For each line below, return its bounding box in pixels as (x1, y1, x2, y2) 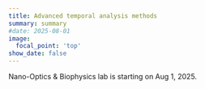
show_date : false (8, 49, 67, 57)
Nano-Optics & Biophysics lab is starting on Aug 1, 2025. (8, 72, 197, 81)
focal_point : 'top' (15, 42, 82, 50)
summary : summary (8, 19, 67, 28)
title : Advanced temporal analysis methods (8, 11, 158, 20)
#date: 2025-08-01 (8, 27, 70, 35)
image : (8, 34, 31, 43)
